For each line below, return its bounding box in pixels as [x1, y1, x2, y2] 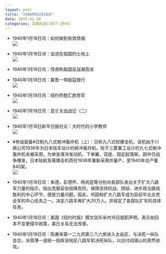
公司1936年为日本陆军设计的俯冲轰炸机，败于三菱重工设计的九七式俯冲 [16, 145, 162, 151]
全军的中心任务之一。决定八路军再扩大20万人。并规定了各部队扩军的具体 [12, 198, 162, 204]
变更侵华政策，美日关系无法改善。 [21, 221, 91, 227]
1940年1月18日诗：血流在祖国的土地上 [12, 51, 90, 57]
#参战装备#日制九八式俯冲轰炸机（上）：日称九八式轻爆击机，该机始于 [12, 139, 155, 145]
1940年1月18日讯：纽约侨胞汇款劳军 [12, 92, 86, 98]
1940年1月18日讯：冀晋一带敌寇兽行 [12, 77, 86, 83]
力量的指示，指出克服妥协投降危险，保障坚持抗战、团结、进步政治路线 [16, 186, 160, 191]
